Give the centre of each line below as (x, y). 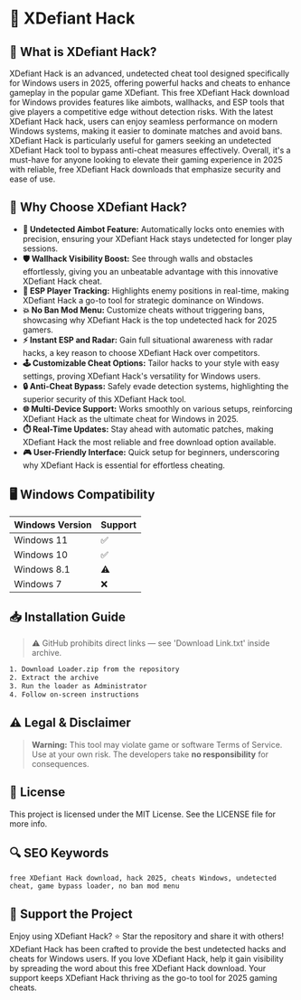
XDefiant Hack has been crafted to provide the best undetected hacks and (148, 949)
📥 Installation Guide (68, 617)
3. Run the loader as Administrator (78, 687)
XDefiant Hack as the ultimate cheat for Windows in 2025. (131, 418)
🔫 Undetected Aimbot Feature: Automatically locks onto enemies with (153, 229)
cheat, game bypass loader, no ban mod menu (94, 886)
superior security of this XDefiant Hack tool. (104, 399)
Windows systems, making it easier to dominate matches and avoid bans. (146, 131)
